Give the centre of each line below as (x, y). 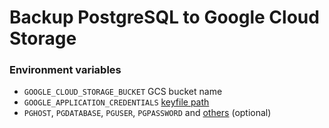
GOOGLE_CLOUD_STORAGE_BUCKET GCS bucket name (123, 92)
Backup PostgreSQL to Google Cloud (164, 17)
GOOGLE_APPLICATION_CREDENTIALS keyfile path (116, 102)
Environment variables (65, 70)
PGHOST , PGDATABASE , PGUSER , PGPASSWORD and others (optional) (147, 113)
